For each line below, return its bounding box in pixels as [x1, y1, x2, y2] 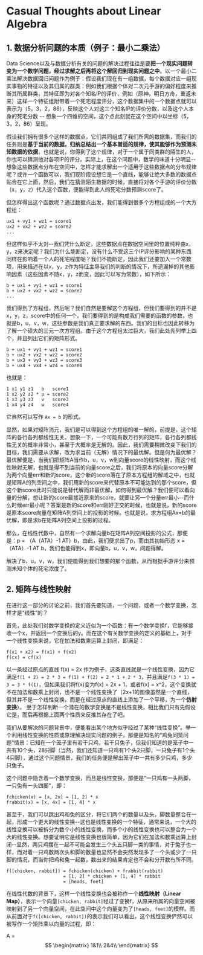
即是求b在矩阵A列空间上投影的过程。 [22, 516, 114, 524]
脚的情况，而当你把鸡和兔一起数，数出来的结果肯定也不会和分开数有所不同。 [6, 856, 197, 863]
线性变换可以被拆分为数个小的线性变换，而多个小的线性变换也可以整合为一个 [6, 826, 197, 833]
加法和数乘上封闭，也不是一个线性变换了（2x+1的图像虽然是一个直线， [16, 688, 193, 695]
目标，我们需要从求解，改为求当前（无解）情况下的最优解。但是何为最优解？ [6, 449, 197, 455]
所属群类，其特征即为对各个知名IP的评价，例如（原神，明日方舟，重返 [16, 90, 192, 97]
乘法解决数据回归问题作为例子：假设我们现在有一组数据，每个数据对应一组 [6, 75, 192, 82]
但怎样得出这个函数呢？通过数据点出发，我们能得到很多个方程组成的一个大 [6, 199, 192, 206]
